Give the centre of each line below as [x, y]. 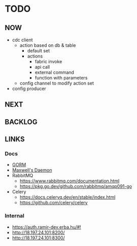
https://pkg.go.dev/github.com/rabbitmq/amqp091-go [76, 186]
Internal [15, 216]
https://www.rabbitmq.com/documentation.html [70, 181]
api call [42, 67]
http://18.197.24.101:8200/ [38, 232]
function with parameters [61, 78]
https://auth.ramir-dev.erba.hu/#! [47, 227]
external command [55, 72]
